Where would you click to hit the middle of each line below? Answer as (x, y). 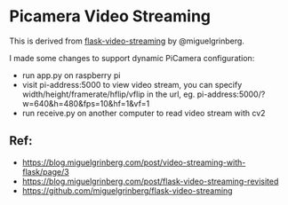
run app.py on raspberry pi (71, 75)
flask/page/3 (45, 171)
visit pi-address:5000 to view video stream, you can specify (132, 84)
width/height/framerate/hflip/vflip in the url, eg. (108, 94)
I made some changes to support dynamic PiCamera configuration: (132, 58)
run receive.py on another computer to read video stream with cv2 (144, 113)
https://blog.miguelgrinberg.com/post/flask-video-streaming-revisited (150, 181)
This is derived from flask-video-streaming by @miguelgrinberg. (127, 41)
